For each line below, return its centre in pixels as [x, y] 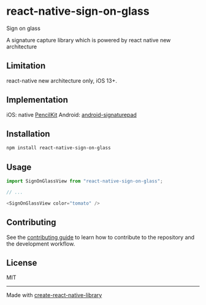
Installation [28, 134]
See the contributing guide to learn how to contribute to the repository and [101, 237]
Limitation [26, 66]
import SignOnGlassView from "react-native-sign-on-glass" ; [85, 181]
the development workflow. [41, 244]
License [22, 262]
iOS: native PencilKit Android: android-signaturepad [71, 115]
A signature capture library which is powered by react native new [89, 40]
